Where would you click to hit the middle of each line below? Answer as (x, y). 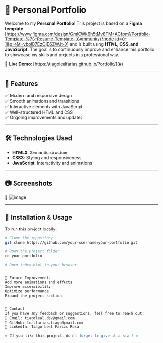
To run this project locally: (31, 229)
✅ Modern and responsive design (39, 95)
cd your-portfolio (24, 256)
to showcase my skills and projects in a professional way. (62, 54)
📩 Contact (15, 309)
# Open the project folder (32, 251)
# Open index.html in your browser (41, 265)
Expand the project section (33, 296)
